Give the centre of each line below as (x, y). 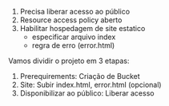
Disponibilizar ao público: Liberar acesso (87, 93)
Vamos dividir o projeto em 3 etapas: (69, 61)
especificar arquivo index (74, 37)
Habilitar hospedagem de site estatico (82, 28)
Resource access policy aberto (71, 20)
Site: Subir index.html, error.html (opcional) (91, 84)
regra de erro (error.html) (73, 45)
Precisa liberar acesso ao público (75, 12)
